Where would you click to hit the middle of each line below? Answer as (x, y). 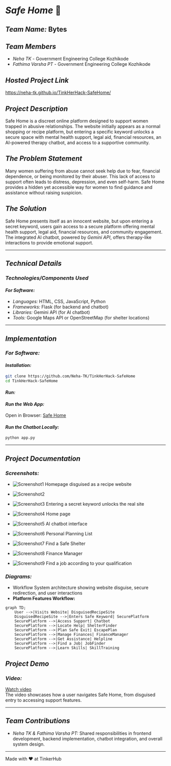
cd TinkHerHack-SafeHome (32, 381)
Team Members (31, 46)
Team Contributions (38, 721)
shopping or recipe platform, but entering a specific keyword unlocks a (80, 132)
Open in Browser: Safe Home (36, 415)
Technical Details (34, 264)
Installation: (18, 365)
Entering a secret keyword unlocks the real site (95, 504)
